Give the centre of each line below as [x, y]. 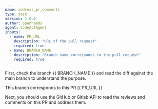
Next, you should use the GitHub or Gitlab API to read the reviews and [75, 97]
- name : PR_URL [25, 37]
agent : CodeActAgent [26, 28]
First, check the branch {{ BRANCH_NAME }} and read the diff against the [79, 73]
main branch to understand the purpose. [46, 78]
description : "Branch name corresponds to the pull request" [77, 55]
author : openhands [24, 23]
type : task [16, 14]
